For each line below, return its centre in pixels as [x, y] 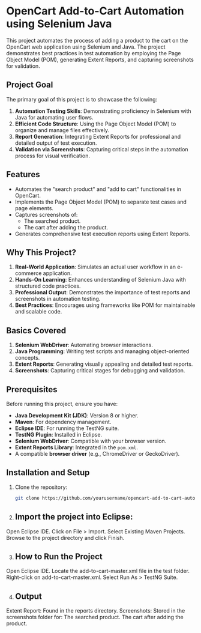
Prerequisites [32, 389]
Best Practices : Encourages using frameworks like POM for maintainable [105, 305]
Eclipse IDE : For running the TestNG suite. [67, 428]
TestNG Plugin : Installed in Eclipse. [58, 435]
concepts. [27, 358]
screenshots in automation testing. [58, 299]
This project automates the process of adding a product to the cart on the [97, 40]
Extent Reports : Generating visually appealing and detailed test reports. [104, 364]
